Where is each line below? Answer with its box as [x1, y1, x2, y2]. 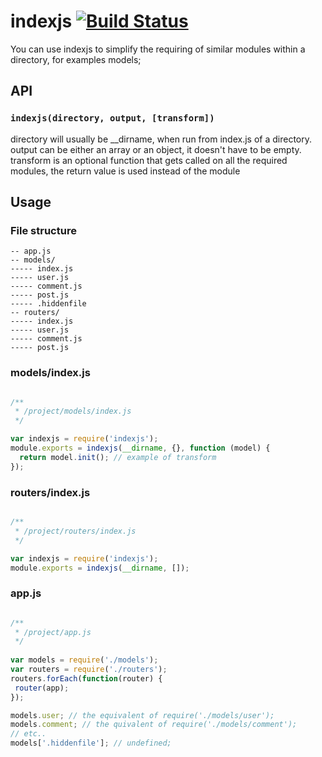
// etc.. [10, 729, 47, 739]
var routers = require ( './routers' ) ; [10, 665, 168, 675]
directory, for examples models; [10, 53, 142, 65]
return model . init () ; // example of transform [19, 452, 217, 462]
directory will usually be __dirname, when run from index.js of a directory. [10, 133, 312, 145]
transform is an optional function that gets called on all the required [10, 154, 288, 166]
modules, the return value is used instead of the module [10, 165, 241, 177]
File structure [10, 223, 77, 237]
